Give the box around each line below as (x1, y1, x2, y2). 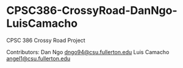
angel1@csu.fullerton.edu (6, 55, 71, 62)
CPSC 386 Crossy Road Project (6, 36, 85, 44)
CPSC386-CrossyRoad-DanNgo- (6, 4, 178, 18)
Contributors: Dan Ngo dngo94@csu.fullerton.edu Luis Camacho (6, 48, 170, 55)
